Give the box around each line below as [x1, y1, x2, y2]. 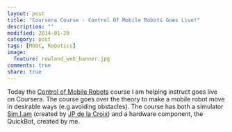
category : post [7, 36, 51, 43]
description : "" [7, 23, 54, 30]
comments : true [7, 62, 51, 69]
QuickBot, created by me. [7, 117, 81, 125]
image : [7, 49, 26, 56]
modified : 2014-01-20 [7, 29, 70, 37]
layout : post [7, 10, 45, 17]
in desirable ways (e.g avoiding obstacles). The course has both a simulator [7, 102, 224, 110]
